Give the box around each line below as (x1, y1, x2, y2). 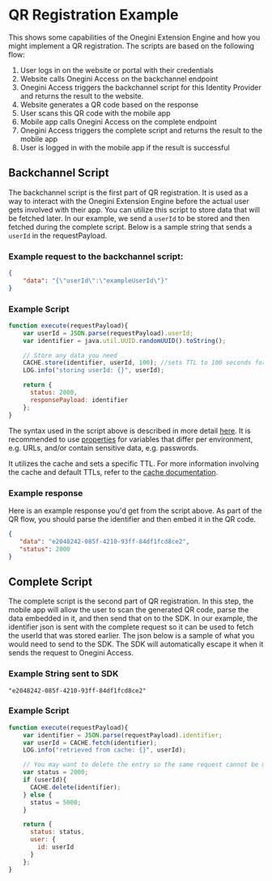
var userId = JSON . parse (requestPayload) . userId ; (23, 329, 194, 337)
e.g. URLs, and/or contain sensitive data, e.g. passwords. (8, 443, 199, 452)
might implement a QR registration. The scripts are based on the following (8, 40, 255, 50)
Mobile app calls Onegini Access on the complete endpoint (19, 116, 217, 126)
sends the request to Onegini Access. (8, 648, 134, 658)
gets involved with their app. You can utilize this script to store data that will (8, 205, 261, 214)
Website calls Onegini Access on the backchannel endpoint (19, 74, 219, 83)
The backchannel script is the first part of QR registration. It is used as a (8, 188, 249, 197)
